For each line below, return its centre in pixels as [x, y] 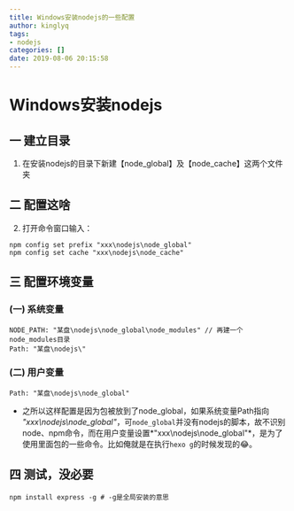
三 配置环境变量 [51, 282]
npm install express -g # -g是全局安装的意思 [89, 497]
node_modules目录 [40, 339]
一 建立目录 [40, 140]
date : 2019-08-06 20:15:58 [59, 58]
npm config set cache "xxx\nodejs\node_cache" [97, 252]
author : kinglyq [39, 26]
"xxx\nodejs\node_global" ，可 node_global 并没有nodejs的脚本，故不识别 [154, 422]
